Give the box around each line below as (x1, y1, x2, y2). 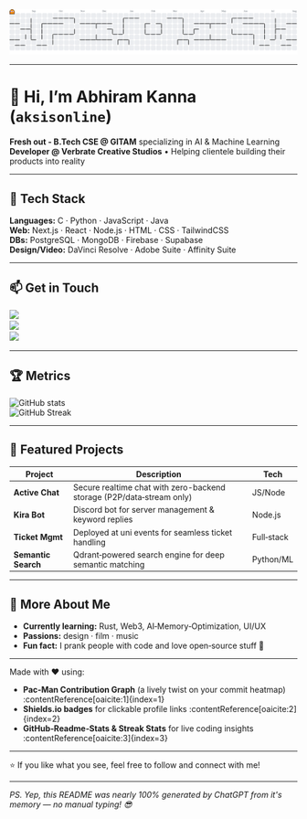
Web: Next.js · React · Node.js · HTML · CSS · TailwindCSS (9, 224, 229, 236)
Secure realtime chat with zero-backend (72, 482, 226, 493)
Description (135, 468, 182, 479)
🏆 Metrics (9, 368, 71, 384)
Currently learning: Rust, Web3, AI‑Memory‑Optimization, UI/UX (22, 621, 267, 632)
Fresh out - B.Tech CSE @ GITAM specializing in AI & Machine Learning (9, 136, 281, 147)
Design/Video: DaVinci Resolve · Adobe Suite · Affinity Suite (9, 244, 237, 255)
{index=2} (22, 713, 61, 725)
